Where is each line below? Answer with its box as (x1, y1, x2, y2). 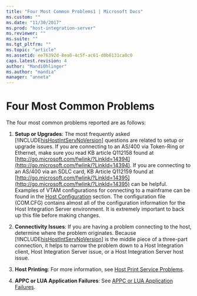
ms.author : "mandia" (6, 69, 57, 75)
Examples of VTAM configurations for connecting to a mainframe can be (14, 187, 191, 194)
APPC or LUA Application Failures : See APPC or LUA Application (14, 277, 173, 284)
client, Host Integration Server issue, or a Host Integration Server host (14, 248, 184, 255)
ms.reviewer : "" (6, 31, 46, 36)
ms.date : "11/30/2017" (6, 19, 62, 25)
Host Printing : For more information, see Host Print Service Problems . (14, 266, 185, 273)
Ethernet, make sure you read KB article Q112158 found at (14, 149, 154, 157)
